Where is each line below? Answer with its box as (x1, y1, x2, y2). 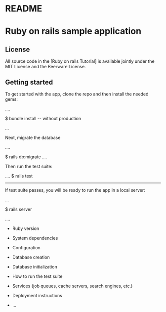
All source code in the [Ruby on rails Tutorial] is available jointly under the (5, 58, 155, 64)
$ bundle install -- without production (5, 116, 82, 121)
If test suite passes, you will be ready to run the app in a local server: (5, 187, 145, 193)
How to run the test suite (12, 273, 63, 279)
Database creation (12, 254, 50, 260)
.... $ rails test (5, 173, 33, 178)
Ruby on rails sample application (5, 26, 142, 37)
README (5, 3, 42, 14)
